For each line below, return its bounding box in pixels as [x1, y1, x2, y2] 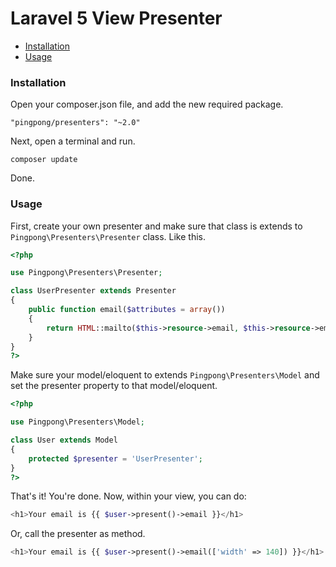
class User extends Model [10, 435, 118, 446]
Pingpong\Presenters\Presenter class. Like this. [10, 230, 206, 242]
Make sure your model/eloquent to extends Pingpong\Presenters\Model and [10, 369, 320, 381]
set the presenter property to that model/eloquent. [10, 380, 218, 392]
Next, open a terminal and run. [10, 135, 136, 147]
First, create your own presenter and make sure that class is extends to [10, 220, 303, 232]
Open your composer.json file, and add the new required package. [10, 98, 284, 111]
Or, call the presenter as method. [10, 528, 146, 540]
